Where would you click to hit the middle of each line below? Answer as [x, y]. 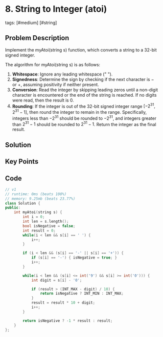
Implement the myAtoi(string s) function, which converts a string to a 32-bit [81, 50]
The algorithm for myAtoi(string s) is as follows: [53, 64]
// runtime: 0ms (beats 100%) [36, 194]
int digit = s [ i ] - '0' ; [57, 280]
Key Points [22, 162]
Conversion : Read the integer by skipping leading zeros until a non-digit [85, 90]
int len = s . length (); [46, 222]
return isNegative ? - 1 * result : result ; [68, 321]
